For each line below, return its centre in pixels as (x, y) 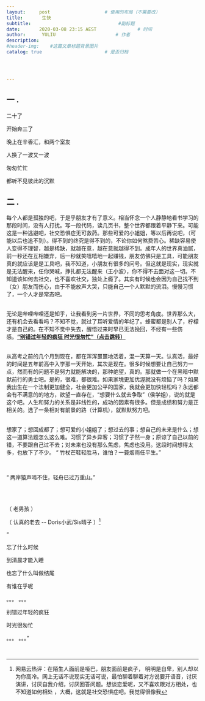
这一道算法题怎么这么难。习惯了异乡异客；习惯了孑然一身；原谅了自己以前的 (103, 437)
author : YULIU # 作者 (68, 35)
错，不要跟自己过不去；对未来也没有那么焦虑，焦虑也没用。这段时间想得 (97, 445)
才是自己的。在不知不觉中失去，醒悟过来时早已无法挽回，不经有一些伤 (95, 329)
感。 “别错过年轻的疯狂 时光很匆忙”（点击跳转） (66, 337)
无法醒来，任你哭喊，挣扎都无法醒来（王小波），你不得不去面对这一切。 (101, 271)
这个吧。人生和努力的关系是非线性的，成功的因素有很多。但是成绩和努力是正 (103, 403)
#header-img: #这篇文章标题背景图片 (52, 47)
